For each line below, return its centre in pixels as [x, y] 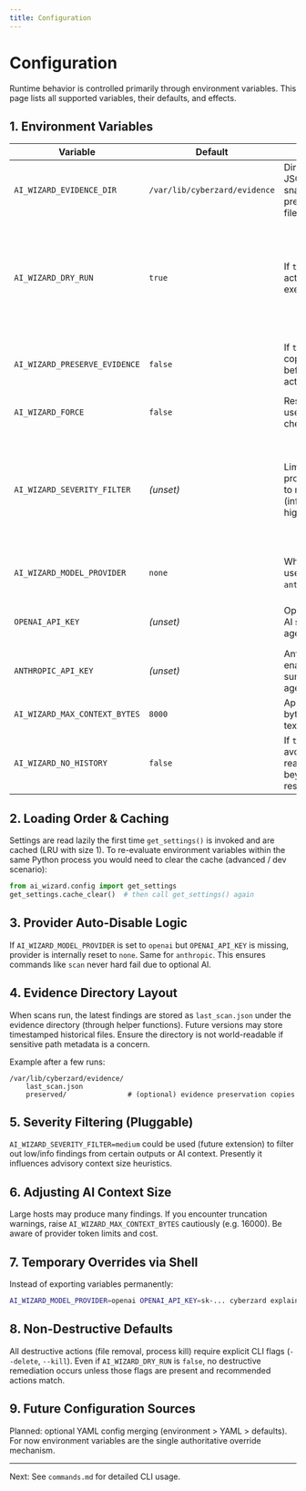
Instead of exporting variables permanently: [92, 1284]
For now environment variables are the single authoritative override [135, 1440]
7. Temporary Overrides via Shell [104, 1262]
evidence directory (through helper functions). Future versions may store [146, 1024]
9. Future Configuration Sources [102, 1409]
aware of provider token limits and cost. [84, 1234]
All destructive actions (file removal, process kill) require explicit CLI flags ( [150, 1351]
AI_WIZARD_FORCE [49, 412]
